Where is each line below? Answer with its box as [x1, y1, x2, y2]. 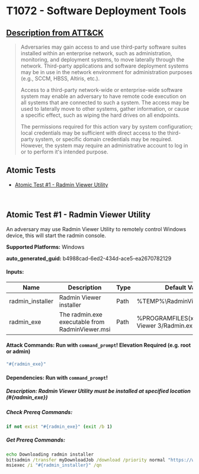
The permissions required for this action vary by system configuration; [20, 123, 193, 130]
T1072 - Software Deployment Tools [6, 4, 187, 18]
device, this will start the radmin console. [6, 232, 107, 239]
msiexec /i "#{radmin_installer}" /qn [6, 462, 102, 469]
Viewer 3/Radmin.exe [136, 321, 197, 329]
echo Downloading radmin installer [6, 451, 94, 457]
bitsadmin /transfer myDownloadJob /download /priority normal [6, 457, 166, 463]
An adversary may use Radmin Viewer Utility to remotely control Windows [6, 225, 187, 232]
